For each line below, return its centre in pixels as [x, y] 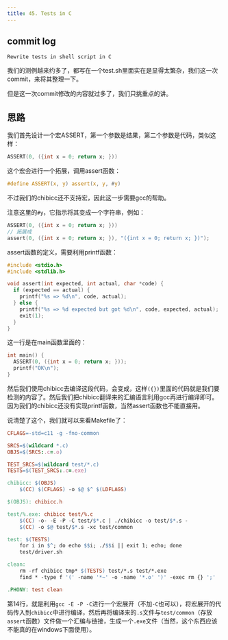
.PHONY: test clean [35, 590]
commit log [31, 42]
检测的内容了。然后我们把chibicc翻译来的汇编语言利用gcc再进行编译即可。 [113, 397]
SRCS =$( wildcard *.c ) [38, 446]
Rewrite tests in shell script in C [59, 57]
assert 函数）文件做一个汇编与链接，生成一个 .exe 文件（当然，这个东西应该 [112, 621]
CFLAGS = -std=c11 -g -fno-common [53, 433]
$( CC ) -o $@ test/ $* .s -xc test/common [76, 527]
